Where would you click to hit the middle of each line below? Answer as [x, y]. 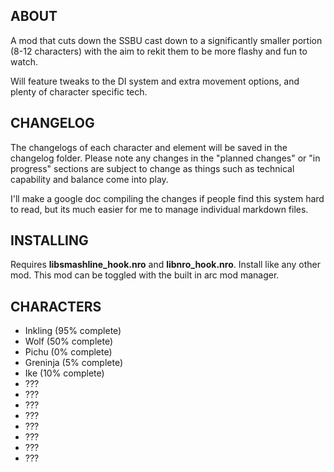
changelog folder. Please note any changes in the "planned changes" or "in [165, 158]
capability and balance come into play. [89, 179]
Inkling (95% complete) [73, 331]
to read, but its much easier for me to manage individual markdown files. [159, 209]
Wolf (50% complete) [69, 341]
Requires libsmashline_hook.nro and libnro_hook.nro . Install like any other [166, 265]
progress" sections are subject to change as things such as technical [152, 168]
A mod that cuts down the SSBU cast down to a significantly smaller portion [166, 40]
